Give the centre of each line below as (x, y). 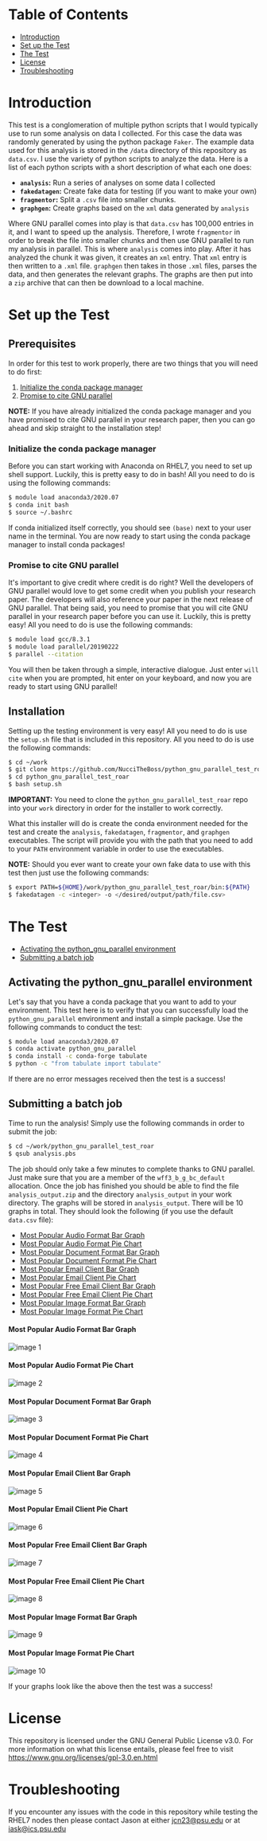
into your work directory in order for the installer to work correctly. (116, 808)
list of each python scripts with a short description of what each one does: (130, 167)
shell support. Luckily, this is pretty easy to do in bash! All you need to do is (132, 475)
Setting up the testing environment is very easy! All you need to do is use (128, 731)
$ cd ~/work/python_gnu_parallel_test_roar (81, 1146)
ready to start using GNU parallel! (63, 686)
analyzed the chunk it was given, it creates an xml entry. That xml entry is (128, 257)
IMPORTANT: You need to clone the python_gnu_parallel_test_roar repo (128, 800)
